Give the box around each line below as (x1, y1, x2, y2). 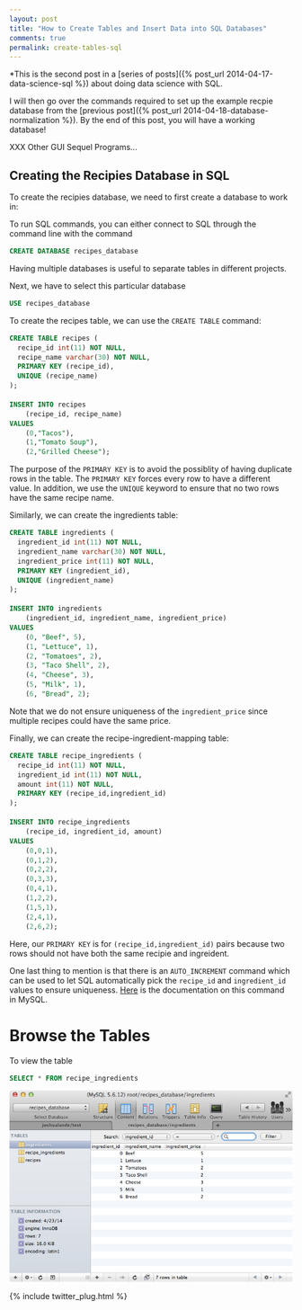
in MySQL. (9, 994, 48, 1004)
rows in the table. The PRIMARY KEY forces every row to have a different (9, 473, 271, 485)
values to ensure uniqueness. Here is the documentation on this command (9, 985, 285, 995)
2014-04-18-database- (182, 105, 270, 116)
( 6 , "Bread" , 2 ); (25, 690, 91, 699)
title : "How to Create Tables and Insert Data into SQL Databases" (9, 23, 268, 33)
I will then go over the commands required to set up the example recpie (9, 95, 274, 107)
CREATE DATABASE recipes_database (9, 247, 139, 256)
